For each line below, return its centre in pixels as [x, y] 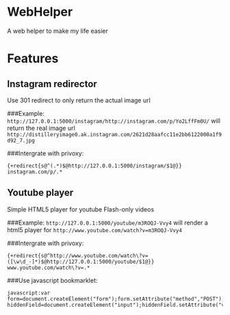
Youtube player [40, 193]
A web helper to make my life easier [57, 31]
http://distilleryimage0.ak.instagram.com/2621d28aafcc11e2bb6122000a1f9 [115, 134]
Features [33, 59]
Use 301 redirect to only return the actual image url [79, 100]
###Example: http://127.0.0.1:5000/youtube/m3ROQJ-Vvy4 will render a [108, 223]
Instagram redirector [52, 84]
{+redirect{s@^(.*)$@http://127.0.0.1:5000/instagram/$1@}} [95, 166]
